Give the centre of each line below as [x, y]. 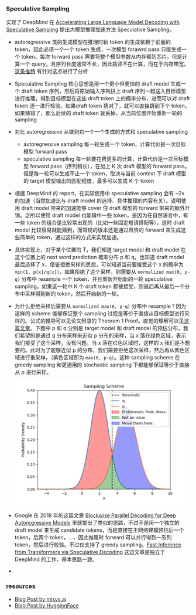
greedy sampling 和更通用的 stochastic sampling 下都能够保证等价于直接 [102, 365]
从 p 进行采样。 [33, 372]
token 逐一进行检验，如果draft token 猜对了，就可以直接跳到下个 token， [102, 106]
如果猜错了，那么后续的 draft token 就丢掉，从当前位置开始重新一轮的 [98, 113]
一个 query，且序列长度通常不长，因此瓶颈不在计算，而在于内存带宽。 [104, 64]
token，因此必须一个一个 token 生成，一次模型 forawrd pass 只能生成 [98, 49]
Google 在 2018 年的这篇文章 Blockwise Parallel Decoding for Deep [95, 515]
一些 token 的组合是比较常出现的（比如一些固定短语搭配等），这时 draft [100, 223]
